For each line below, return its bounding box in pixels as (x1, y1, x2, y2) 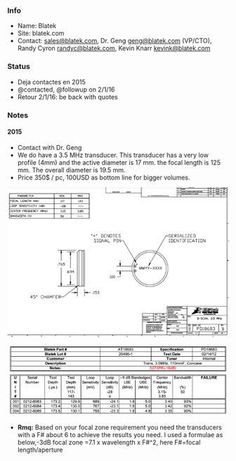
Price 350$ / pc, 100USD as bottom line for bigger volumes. (17, 173, 190, 182)
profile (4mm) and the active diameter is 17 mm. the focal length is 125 (17, 158, 221, 167)
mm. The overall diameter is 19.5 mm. (17, 165, 126, 174)
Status (7, 62, 30, 72)
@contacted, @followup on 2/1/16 (17, 85, 115, 94)
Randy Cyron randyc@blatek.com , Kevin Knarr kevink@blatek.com (17, 44, 211, 53)
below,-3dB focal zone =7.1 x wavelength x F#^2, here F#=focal (17, 438, 201, 447)
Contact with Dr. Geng (17, 143, 82, 151)
